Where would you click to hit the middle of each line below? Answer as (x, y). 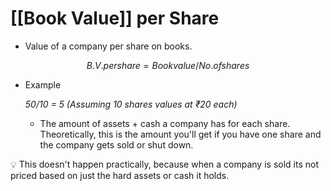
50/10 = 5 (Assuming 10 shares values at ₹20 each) (131, 104)
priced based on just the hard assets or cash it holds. (120, 175)
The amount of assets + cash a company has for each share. (165, 123)
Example (43, 84)
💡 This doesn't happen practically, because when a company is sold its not (164, 164)
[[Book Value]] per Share (115, 18)
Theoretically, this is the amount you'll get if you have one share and (180, 134)
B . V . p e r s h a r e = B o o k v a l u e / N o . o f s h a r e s (168, 65)
